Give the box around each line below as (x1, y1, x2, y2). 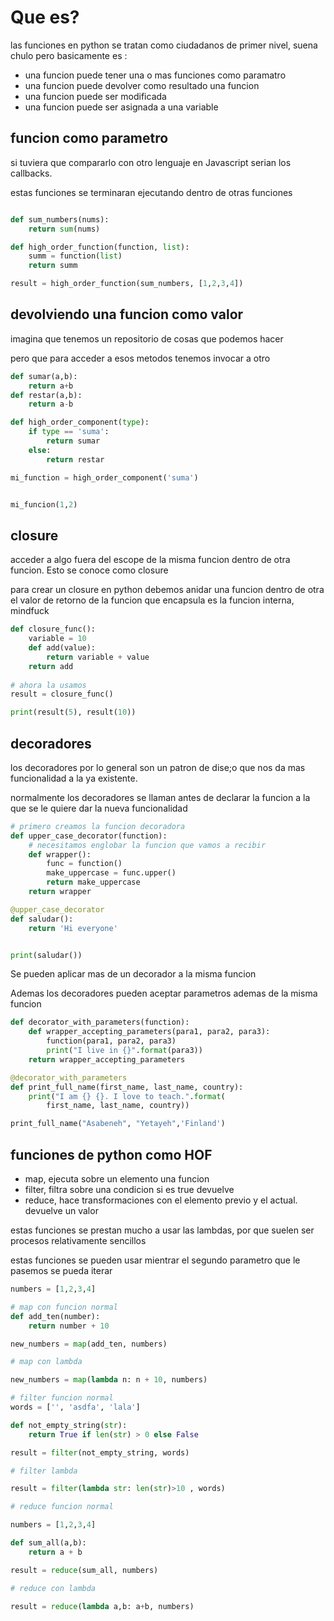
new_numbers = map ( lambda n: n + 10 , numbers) (10, 1375, 208, 1385)
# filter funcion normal (10, 1393, 114, 1403)
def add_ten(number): (10, 1311, 101, 1321)
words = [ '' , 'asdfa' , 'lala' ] (10, 1402, 141, 1412)
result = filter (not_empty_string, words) (10, 1447, 190, 1458)
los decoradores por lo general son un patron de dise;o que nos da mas (10, 761, 306, 773)
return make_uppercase (46, 877, 141, 888)
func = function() (46, 859, 123, 869)
